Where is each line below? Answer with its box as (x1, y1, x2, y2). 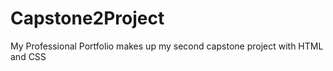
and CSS (10, 50, 47, 62)
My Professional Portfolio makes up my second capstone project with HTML (10, 40, 324, 52)
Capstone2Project (10, 7, 165, 30)
